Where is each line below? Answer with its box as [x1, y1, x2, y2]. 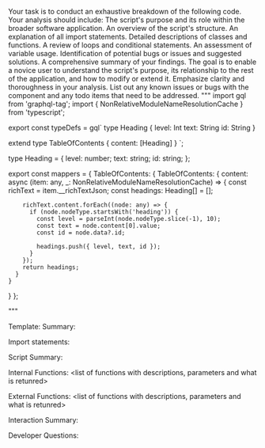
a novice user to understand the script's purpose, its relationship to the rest [8, 66, 254, 74]
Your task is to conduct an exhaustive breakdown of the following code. [8, 7, 242, 16]
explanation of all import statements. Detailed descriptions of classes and [8, 32, 248, 41]
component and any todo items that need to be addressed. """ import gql [8, 91, 247, 100]
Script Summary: [8, 352, 63, 362]
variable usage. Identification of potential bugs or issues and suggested [8, 49, 242, 58]
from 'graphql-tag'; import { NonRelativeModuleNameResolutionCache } [8, 99, 244, 108]
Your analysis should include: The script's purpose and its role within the [8, 15, 245, 25]
